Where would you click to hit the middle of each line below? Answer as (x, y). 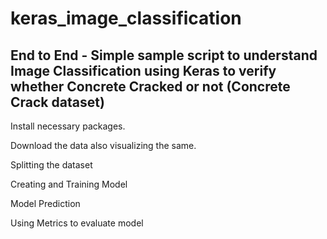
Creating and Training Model (69, 184)
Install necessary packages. (68, 126)
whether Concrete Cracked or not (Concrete (150, 86)
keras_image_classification (126, 18)
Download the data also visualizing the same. (103, 145)
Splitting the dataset (51, 165)
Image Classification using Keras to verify (143, 70)
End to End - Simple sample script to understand (164, 55)
